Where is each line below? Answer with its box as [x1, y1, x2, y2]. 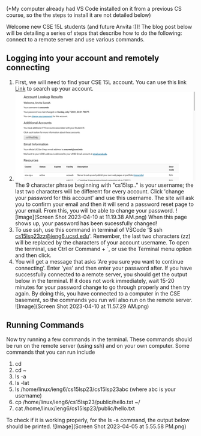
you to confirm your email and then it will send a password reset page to [14, 201, 194, 208]
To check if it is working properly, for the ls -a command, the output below [6, 417, 190, 424]
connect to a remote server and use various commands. [6, 36, 145, 43]
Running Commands [6, 320, 85, 330]
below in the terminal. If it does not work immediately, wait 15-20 [14, 277, 175, 284]
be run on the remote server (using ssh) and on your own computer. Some [6, 342, 190, 350]
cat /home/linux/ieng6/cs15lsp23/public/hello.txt [14, 405, 135, 412]
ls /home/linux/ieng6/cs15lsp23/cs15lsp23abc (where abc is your [14, 386, 176, 393]
